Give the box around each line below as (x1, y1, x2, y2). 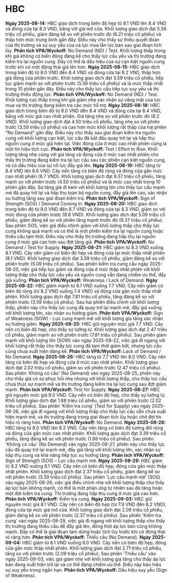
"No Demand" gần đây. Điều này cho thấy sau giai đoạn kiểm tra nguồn (5, 129, 156, 135)
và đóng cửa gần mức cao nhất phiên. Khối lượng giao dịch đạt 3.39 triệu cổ (5, 430, 166, 436)
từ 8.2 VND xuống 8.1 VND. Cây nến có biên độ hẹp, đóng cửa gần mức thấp (5, 463, 167, 469)
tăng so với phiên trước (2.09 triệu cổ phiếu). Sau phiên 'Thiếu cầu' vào (5, 550, 157, 556)
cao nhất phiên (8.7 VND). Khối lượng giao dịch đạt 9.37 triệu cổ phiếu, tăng (5, 173, 166, 179)
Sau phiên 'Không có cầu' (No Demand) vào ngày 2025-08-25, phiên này (5, 370, 161, 376)
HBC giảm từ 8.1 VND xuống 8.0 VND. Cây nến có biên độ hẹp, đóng (22, 539, 166, 545)
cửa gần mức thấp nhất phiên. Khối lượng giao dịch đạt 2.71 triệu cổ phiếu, (5, 545, 163, 551)
